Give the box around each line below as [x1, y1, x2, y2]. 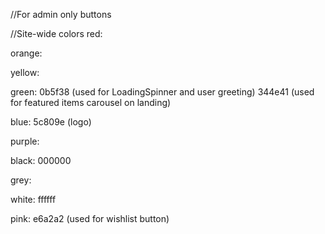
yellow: [10, 67, 40, 78]
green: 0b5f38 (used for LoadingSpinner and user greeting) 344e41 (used [10, 86, 315, 98]
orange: [10, 47, 43, 59]
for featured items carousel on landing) [10, 97, 172, 108]
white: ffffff [10, 194, 57, 205]
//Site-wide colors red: [10, 28, 103, 39]
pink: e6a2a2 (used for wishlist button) [10, 213, 170, 224]
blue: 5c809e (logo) [10, 116, 92, 128]
